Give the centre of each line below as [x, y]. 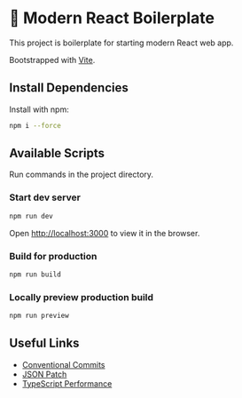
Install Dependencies [69, 88]
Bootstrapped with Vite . [52, 60]
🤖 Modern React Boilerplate [112, 18]
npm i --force [35, 125]
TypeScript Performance [67, 383]
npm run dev [31, 216]
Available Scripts [57, 153]
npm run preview [39, 316]
